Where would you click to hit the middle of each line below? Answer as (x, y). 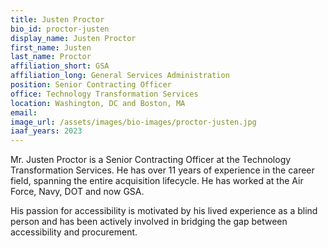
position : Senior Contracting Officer (91, 85)
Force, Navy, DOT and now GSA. (77, 192)
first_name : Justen (51, 47)
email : (24, 112)
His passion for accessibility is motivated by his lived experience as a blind (164, 211)
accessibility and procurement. (74, 232)
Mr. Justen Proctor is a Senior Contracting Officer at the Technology (151, 160)
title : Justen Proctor (57, 19)
